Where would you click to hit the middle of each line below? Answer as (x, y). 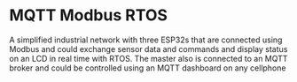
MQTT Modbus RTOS (89, 15)
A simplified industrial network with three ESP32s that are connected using (146, 40)
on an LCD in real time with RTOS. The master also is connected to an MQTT (148, 58)
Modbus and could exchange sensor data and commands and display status (148, 48)
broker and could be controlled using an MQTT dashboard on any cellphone (148, 68)
